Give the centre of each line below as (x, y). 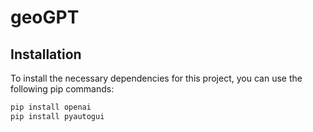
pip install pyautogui (57, 116)
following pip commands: (62, 89)
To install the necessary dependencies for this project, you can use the (156, 78)
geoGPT (45, 17)
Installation (46, 54)
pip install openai (51, 107)
